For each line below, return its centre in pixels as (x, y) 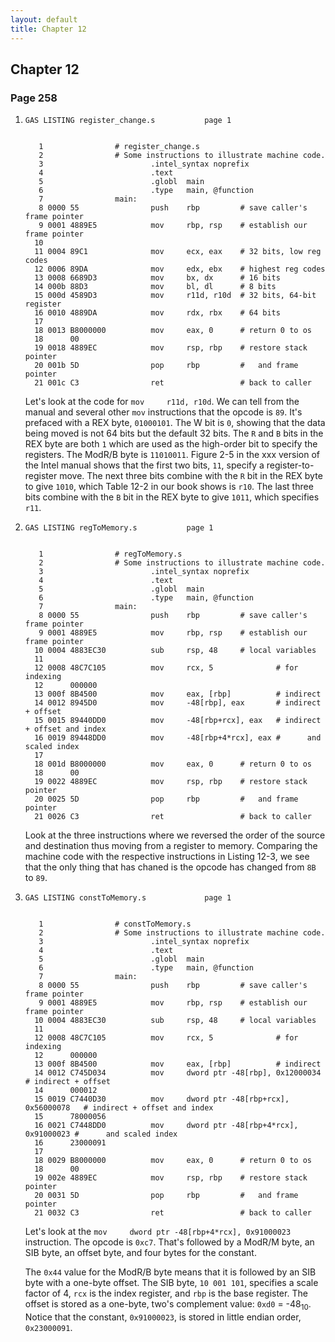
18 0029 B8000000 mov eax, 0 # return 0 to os (173, 1161)
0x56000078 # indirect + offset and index (119, 1108)
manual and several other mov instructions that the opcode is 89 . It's (163, 412)
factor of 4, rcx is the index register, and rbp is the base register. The (166, 1293)
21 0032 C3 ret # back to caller (173, 1213)
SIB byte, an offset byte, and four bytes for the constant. (140, 1253)
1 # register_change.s (119, 147)
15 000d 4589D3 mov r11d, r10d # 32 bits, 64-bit (175, 296)
